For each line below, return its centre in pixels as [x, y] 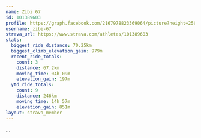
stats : [14, 40]
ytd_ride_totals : [33, 85]
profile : [16, 23]
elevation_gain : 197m [43, 79]
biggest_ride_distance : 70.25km [52, 46]
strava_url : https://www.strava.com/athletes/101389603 [77, 34]
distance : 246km [37, 96]
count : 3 [27, 62]
